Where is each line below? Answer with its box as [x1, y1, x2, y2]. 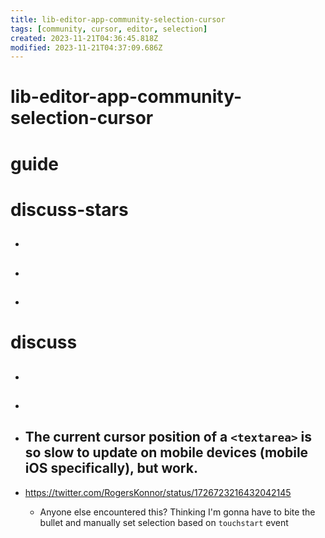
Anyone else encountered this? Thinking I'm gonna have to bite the [39, 506, 316, 518]
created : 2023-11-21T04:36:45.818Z [10, 33, 159, 43]
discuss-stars [10, 198, 129, 221]
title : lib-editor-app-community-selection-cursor [10, 14, 226, 25]
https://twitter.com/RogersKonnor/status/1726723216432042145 [24, 486, 292, 498]
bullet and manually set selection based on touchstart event [39, 516, 289, 528]
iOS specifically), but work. [24, 460, 198, 477]
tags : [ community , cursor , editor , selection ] [10, 24, 208, 34]
